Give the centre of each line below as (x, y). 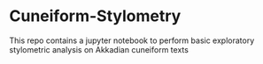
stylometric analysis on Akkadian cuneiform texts (99, 49)
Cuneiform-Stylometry (95, 16)
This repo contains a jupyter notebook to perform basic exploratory (132, 40)
